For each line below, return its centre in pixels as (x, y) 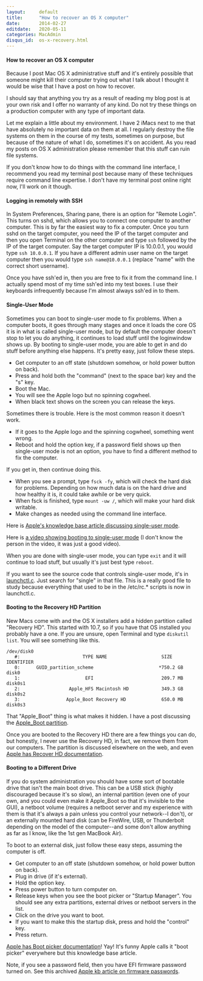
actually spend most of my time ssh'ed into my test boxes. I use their (92, 284)
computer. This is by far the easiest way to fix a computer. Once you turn (98, 227)
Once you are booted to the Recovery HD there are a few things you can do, (101, 734)
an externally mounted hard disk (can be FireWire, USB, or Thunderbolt (95, 821)
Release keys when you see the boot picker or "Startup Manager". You (103, 896)
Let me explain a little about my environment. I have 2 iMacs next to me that (101, 123)
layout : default (33, 12)
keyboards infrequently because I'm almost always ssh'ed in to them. (93, 291)
